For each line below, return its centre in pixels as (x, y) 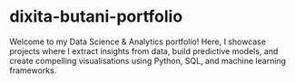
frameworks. (33, 70)
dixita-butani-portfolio (96, 17)
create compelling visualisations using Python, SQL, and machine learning (148, 60)
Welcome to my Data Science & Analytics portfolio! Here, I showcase (138, 41)
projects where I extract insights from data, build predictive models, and (144, 51)
